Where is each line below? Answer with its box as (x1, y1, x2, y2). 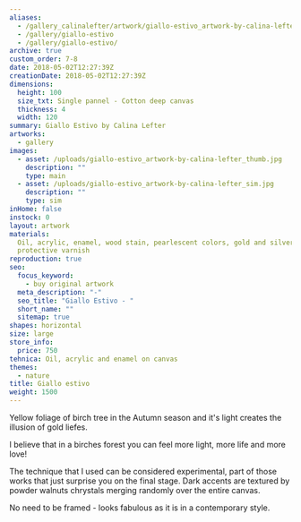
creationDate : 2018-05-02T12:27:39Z (9, 72, 146, 81)
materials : (9, 229, 50, 238)
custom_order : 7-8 (9, 55, 78, 64)
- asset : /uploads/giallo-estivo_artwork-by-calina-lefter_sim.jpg (17, 180, 275, 189)
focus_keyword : (17, 271, 74, 280)
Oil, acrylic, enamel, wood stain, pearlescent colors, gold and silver (17, 238, 295, 247)
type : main (25, 171, 66, 180)
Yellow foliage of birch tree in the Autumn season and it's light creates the (9, 413, 282, 423)
